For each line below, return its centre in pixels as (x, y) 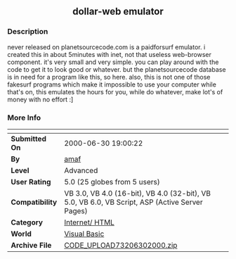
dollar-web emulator (118, 12)
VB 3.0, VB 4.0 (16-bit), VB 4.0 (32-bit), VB (137, 193)
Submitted (29, 139)
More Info (24, 118)
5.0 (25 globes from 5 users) (112, 182)
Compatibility (34, 202)
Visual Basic (84, 234)
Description (28, 32)
